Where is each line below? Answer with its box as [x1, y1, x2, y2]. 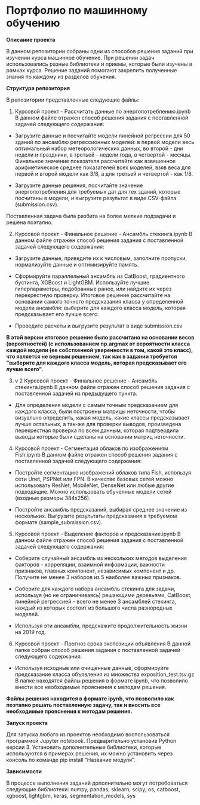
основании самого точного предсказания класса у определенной [14, 298, 184, 305]
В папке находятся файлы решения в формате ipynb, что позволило [14, 677, 188, 684]
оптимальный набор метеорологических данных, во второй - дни [14, 145, 183, 152]
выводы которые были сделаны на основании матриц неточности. [14, 433, 186, 440]
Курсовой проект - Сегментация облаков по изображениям [14, 445, 168, 452]
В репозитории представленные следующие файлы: [6, 96, 140, 103]
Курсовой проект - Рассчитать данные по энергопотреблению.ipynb [14, 108, 191, 115]
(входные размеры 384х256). [14, 494, 91, 501]
